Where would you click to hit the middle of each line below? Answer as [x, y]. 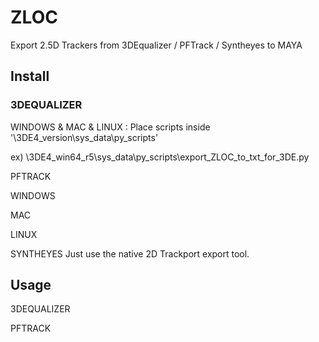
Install [30, 76]
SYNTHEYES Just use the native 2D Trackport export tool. [130, 253]
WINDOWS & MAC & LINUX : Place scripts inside [110, 127]
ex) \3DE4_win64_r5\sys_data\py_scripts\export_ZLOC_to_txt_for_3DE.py [160, 157]
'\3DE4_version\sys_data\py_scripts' [84, 137]
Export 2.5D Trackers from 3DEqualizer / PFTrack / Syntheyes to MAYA [156, 45]
